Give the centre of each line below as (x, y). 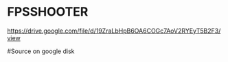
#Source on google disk (41, 51)
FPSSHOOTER (48, 12)
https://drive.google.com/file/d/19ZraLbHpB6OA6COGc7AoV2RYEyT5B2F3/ (114, 31)
